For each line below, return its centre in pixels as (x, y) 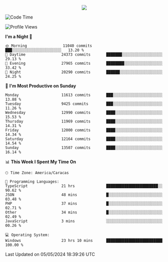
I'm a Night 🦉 (19, 37)
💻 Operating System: (28, 235)
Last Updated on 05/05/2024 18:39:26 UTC (50, 254)
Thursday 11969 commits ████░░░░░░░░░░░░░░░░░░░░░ (84, 121)
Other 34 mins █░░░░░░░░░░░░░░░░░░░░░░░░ (84, 212)
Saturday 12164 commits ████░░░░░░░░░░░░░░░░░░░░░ (84, 139)
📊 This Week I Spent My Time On (41, 162)
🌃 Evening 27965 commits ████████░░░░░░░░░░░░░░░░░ (84, 63)
